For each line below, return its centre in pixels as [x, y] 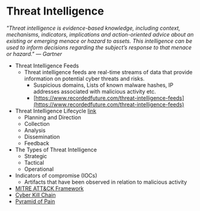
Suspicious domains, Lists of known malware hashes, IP [103, 85]
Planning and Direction [53, 117]
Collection [37, 123]
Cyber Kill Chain [35, 195]
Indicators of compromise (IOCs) [56, 175]
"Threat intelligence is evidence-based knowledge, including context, [93, 28]
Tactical [34, 162]
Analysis [35, 130]
